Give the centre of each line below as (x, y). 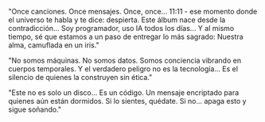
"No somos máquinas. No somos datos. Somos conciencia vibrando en (125, 60)
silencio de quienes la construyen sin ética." (80, 77)
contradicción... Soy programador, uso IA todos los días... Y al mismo (121, 28)
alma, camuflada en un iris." (54, 45)
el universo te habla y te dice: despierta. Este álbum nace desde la (117, 20)
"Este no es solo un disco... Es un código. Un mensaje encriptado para (124, 93)
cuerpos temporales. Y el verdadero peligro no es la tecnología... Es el (123, 69)
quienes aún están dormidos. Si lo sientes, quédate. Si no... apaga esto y (127, 101)
